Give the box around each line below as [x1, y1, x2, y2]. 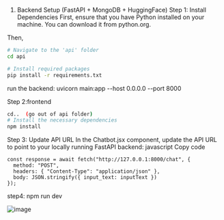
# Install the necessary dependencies [7, 117, 117, 124]
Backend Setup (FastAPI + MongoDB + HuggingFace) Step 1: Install [16, 6, 207, 14]
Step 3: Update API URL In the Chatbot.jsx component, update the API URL [7, 136, 217, 144]
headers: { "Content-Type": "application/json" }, [13, 168, 160, 175]
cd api [7, 53, 26, 60]
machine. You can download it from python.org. [16, 20, 152, 28]
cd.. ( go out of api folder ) [7, 111, 94, 118]
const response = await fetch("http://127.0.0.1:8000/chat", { [7, 156, 191, 163]
